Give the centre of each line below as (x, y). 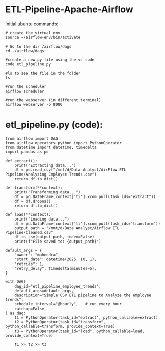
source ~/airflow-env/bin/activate (43, 37)
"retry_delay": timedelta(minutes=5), (56, 268)
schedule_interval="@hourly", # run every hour (68, 304)
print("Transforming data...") (48, 192)
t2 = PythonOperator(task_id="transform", (60, 322)
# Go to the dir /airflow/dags (38, 46)
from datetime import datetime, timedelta (51, 147)
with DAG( (16, 282)
